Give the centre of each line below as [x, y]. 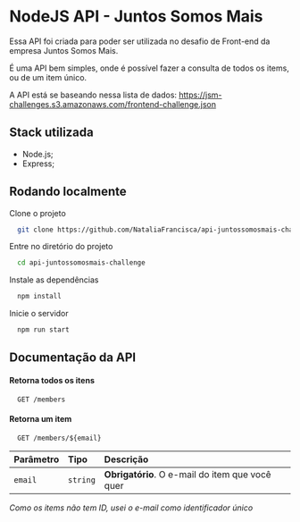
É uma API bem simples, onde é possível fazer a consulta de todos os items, [150, 68]
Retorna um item [41, 419]
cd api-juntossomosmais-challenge [81, 263]
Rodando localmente [68, 192]
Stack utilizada [51, 133]
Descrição [126, 459]
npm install [40, 297]
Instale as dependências [54, 280]
